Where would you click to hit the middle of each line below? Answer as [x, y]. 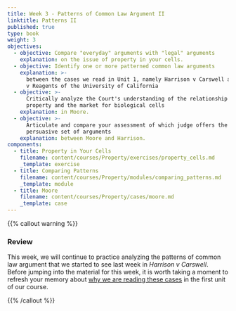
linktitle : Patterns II [42, 20]
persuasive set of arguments [68, 132]
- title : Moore [36, 191]
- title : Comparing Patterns [56, 171]
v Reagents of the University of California [92, 86]
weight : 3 [22, 40]
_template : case [44, 204]
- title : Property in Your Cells [63, 151]
